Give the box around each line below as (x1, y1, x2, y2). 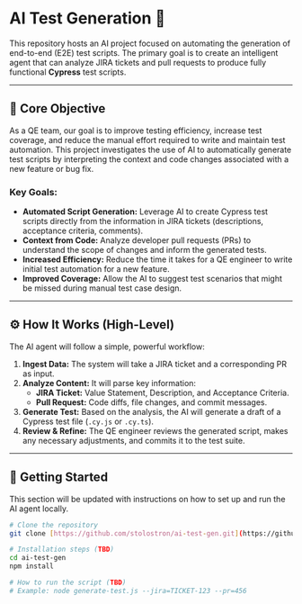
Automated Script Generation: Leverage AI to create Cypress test (22, 206, 268, 217)
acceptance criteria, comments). (22, 225, 144, 237)
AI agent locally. (9, 503, 69, 514)
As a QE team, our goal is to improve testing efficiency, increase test (9, 125, 262, 136)
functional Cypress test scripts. (9, 67, 127, 77)
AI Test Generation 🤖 (9, 8, 166, 29)
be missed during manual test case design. (22, 283, 182, 293)
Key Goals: (9, 185, 58, 198)
